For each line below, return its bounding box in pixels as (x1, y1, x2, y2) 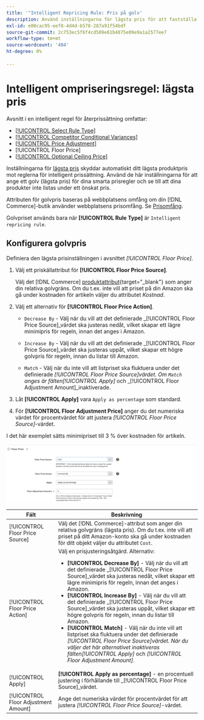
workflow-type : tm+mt (6, 35, 61, 42)
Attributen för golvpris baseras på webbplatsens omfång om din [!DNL (6, 196, 182, 203)
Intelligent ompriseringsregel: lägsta (6, 82, 194, 96)
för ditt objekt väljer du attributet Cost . (58, 539, 153, 546)
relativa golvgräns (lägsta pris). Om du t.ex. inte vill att (58, 526, 193, 533)
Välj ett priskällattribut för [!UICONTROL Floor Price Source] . (15, 266, 168, 274)
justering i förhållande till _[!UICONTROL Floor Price (58, 677, 187, 684)
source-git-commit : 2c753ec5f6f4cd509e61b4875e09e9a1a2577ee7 (6, 29, 167, 35)
